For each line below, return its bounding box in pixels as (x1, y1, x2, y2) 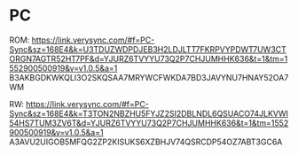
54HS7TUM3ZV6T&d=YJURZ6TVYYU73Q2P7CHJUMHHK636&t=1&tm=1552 (9, 117, 289, 128)
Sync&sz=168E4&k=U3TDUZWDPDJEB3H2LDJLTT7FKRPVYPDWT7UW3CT (9, 43, 286, 54)
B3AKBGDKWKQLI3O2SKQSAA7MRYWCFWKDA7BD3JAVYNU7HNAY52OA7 (9, 72, 289, 82)
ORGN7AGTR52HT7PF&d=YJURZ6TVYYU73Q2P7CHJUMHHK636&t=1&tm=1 (9, 53, 288, 64)
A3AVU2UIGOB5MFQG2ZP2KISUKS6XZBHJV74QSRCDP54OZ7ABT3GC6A (9, 136, 283, 147)
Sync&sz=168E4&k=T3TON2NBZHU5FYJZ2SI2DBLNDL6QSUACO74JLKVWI (9, 108, 289, 119)
